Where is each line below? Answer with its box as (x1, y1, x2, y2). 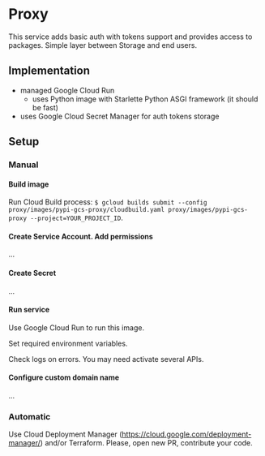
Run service (8, 305, 50, 315)
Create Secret (8, 269, 57, 278)
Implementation (8, 64, 91, 78)
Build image (8, 179, 49, 189)
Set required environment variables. (8, 338, 128, 348)
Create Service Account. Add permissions (8, 231, 154, 241)
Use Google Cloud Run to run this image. (8, 322, 144, 333)
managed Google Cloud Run (19, 85, 115, 95)
